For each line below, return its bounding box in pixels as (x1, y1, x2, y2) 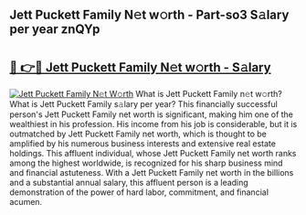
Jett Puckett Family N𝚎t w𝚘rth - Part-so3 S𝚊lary (9, 7, 290, 23)
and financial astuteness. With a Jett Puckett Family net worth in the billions (9, 167, 294, 177)
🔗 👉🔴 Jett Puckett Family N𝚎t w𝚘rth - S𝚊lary (9, 59, 271, 75)
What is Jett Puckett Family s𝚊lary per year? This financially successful (9, 99, 279, 109)
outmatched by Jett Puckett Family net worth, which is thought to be (9, 128, 268, 139)
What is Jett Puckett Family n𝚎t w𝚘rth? (135, 89, 283, 99)
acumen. (9, 197, 43, 207)
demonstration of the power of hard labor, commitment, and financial (9, 187, 269, 198)
